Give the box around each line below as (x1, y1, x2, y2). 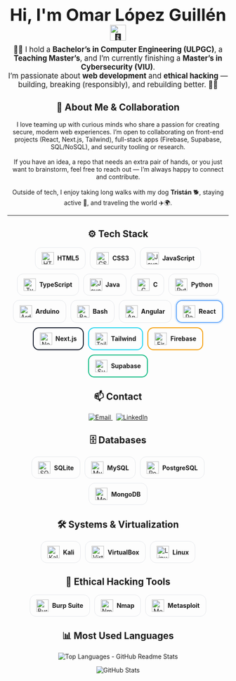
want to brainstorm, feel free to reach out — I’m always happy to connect (12, 165, 224, 173)
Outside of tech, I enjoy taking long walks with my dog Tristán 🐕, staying (12, 188, 224, 196)
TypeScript (39, 281, 72, 289)
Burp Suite (51, 602, 84, 610)
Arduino (35, 307, 60, 316)
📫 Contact (93, 390, 143, 403)
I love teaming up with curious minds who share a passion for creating (16, 120, 220, 129)
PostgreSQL (162, 464, 198, 472)
